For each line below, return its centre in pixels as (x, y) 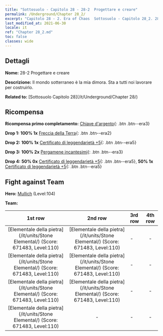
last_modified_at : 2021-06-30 (36, 23)
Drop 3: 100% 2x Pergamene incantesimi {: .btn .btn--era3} (64, 152)
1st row (36, 218)
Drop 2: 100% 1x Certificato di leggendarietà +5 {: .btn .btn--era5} (71, 143)
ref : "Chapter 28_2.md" (29, 32)
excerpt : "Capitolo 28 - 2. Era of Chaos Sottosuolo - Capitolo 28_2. (79, 19)
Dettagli (17, 61)
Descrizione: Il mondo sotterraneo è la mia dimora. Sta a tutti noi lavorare (78, 82)
